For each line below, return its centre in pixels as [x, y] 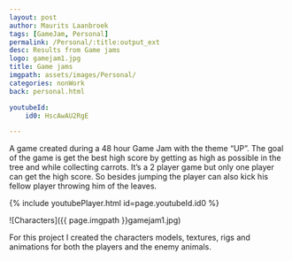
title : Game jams [41, 67]
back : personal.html [47, 91]
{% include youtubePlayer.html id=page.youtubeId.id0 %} [114, 203]
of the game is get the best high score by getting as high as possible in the [145, 158]
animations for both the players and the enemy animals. [111, 247]
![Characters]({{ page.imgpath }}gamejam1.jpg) [95, 220]
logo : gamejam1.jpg [45, 58]
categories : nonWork [47, 83]
